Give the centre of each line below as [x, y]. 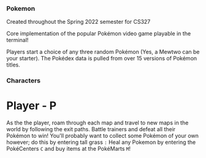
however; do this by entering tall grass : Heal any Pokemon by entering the [101, 142]
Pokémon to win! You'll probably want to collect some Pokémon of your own [103, 136]
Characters [24, 81]
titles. [13, 65]
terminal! [17, 40]
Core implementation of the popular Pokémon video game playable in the [99, 34]
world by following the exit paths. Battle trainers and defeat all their [91, 129]
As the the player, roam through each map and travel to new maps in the [97, 123]
